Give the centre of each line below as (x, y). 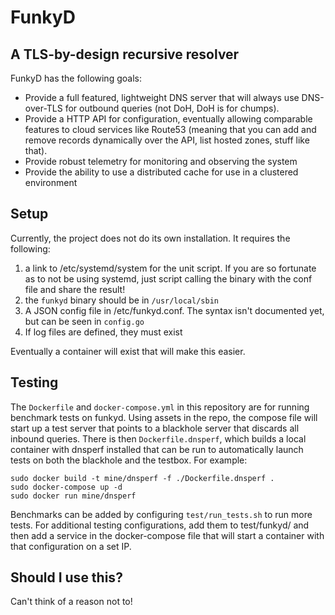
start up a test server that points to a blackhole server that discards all (155, 428)
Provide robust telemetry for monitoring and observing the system (161, 161)
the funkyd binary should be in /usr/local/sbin (121, 300)
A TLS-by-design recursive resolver (125, 54)
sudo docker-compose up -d (66, 487)
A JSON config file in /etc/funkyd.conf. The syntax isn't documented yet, (174, 310)
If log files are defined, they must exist (103, 332)
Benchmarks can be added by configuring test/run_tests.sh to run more (161, 514)
